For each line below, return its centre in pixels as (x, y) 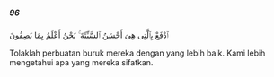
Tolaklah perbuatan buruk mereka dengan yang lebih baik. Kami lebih (137, 53)
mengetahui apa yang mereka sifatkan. (81, 62)
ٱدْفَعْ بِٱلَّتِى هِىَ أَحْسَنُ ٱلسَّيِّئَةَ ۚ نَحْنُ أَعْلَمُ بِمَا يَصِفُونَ (89, 35)
